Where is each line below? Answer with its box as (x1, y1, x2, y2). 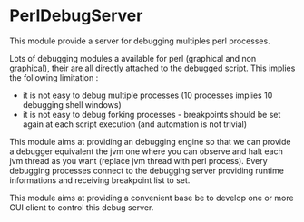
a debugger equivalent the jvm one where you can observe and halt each (9, 146, 283, 157)
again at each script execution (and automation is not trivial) (22, 119, 248, 130)
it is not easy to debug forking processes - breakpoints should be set (22, 109, 281, 120)
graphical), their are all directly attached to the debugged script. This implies (9, 63, 296, 73)
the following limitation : (9, 72, 99, 82)
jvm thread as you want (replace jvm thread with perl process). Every (9, 155, 268, 166)
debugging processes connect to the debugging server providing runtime (9, 165, 284, 176)
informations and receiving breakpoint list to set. (9, 174, 191, 186)
